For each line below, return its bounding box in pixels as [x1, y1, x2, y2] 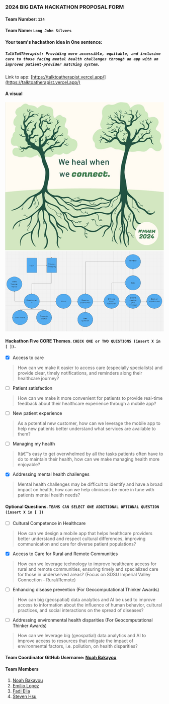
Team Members [5, 666, 39, 672]
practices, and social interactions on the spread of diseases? [17, 607, 144, 613]
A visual [5, 91, 23, 97]
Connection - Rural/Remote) [17, 577, 76, 583]
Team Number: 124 [5, 16, 45, 22]
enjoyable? [17, 462, 40, 468]
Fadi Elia [12, 688, 30, 694]
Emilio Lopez [12, 682, 39, 688]
